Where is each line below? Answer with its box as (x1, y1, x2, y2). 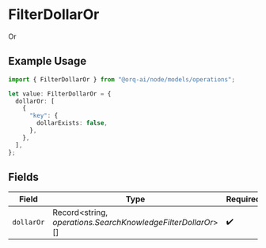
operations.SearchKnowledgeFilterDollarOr (52, 217, 214, 228)
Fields (8, 170, 40, 183)
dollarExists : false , (36, 119, 108, 127)
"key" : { (28, 112, 59, 120)
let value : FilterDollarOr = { (8, 89, 112, 98)
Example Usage (8, 54, 87, 68)
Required (226, 194, 261, 205)
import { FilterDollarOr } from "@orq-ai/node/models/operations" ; (8, 75, 236, 84)
